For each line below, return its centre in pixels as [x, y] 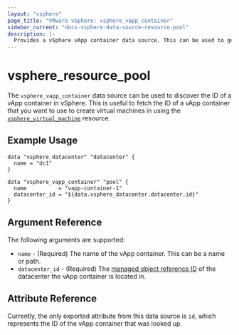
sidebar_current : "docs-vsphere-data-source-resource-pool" [99, 27]
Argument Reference [55, 223]
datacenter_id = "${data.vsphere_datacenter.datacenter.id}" [106, 194]
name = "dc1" [33, 163]
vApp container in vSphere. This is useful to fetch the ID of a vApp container [119, 103]
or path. [29, 261]
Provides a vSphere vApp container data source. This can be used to [119, 41]
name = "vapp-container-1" [68, 188]
